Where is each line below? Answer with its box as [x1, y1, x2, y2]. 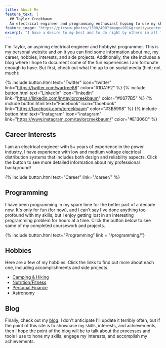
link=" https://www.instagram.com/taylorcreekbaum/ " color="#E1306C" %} [5, 116, 158, 122]
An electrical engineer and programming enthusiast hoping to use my [9, 21, 156, 26]
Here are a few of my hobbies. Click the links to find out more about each [5, 260, 154, 266]
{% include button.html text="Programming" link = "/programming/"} [5, 232, 145, 238]
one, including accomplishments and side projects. [5, 265, 109, 271]
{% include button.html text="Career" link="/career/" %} [5, 174, 120, 180]
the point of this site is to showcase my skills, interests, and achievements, [5, 323, 157, 329]
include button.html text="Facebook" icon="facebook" [5, 101, 117, 106]
